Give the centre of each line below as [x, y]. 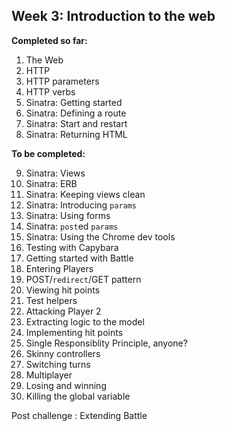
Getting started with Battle [79, 258]
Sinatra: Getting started [74, 102]
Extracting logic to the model [85, 321]
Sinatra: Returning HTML [76, 134]
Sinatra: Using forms [68, 215]
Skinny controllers [63, 353]
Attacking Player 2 [63, 311]
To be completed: [48, 153]
